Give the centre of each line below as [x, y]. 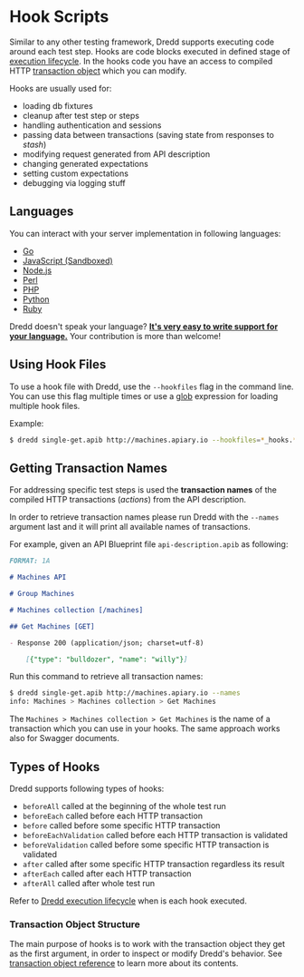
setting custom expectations [76, 173]
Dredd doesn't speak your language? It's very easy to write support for [144, 326]
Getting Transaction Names [89, 468]
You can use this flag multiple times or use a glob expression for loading [144, 396]
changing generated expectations [85, 163]
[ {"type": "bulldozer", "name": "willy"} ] [107, 659]
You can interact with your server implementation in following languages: [145, 233]
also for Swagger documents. [64, 738]
